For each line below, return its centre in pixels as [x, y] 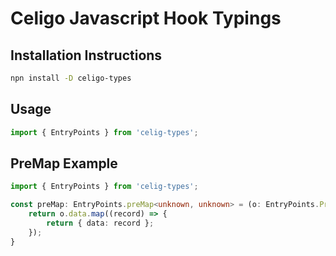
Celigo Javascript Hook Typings [146, 18]
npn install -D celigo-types [71, 78]
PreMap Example [64, 163]
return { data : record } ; [100, 223]
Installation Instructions [86, 55]
